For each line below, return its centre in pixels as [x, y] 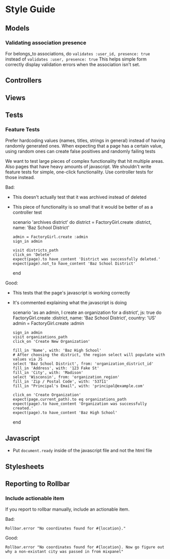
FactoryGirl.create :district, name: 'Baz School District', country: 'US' [84, 318]
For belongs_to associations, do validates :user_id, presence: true [78, 53]
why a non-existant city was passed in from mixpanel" [64, 552]
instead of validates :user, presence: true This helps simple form [76, 59]
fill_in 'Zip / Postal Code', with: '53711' [60, 382]
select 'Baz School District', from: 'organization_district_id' [83, 364]
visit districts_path [35, 250]
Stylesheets [25, 466]
